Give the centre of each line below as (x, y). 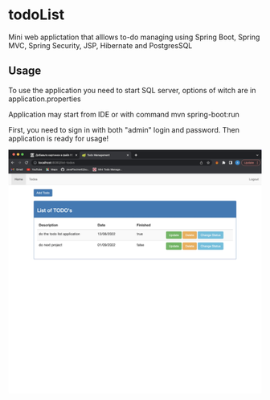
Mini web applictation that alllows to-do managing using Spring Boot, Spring (134, 37)
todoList (37, 15)
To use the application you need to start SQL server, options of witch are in (132, 90)
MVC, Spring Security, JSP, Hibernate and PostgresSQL (100, 45)
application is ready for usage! (59, 138)
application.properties (45, 99)
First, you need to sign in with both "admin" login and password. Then (124, 129)
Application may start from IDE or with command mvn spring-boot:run (124, 114)
